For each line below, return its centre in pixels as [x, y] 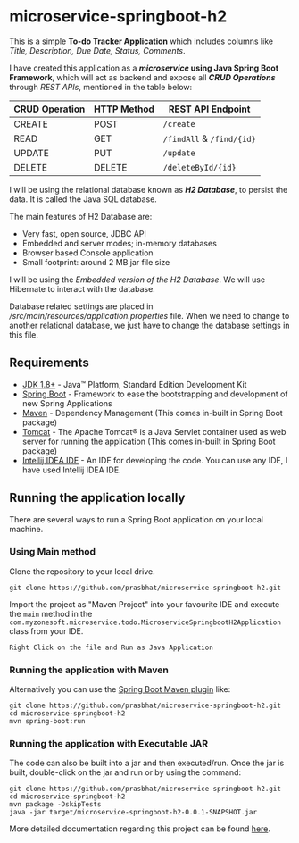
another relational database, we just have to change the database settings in [149, 325]
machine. [26, 529]
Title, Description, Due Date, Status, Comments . [97, 50]
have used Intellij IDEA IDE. [72, 470]
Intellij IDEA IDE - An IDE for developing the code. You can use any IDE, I [155, 460]
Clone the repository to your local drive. [82, 571]
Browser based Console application [87, 253]
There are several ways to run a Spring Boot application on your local [136, 519]
